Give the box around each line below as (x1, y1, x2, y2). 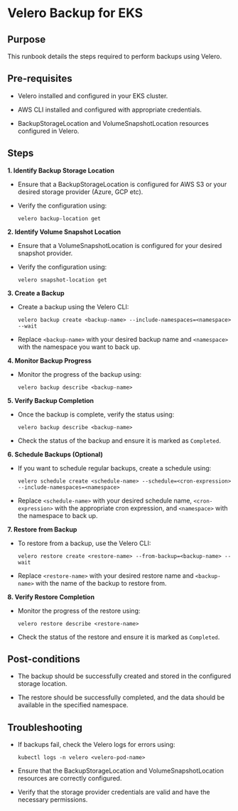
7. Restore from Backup (7, 525, 77, 534)
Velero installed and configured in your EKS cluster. (17, 91, 168, 100)
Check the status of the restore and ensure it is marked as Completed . (17, 633, 220, 641)
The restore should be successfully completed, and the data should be (17, 693, 225, 702)
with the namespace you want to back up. (17, 343, 141, 351)
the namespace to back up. (17, 511, 98, 520)
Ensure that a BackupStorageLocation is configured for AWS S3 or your (17, 180, 227, 188)
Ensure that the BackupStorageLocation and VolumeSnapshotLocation (17, 766, 224, 775)
